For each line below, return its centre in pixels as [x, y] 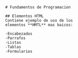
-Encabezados [19, 34]
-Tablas [13, 47]
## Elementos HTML [24, 16]
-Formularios [19, 51]
